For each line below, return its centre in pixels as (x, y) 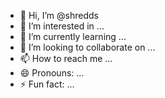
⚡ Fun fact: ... (47, 84)
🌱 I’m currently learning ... (73, 36)
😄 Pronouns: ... (52, 73)
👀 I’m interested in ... (62, 26)
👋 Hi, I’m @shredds (59, 15)
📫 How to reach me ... (66, 58)
